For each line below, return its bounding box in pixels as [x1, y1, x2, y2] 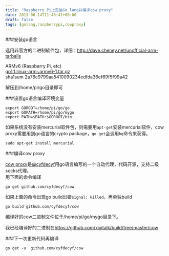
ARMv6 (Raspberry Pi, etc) [5, 63, 62, 69]
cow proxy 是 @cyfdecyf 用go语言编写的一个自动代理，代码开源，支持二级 [5, 161, 159, 167]
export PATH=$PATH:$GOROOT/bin [5, 115, 72, 120]
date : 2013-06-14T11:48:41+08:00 [5, 12, 77, 17]
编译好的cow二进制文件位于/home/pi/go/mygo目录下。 [5, 214, 121, 220]
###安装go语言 [5, 36, 37, 42]
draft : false [5, 17, 33, 22]
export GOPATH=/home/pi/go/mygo [5, 110, 74, 115]
